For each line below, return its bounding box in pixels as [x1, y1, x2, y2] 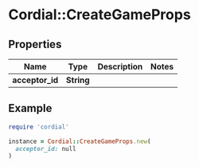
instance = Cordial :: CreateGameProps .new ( [8, 137, 151, 145]
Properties [8, 38, 62, 51]
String [66, 74, 90, 85]
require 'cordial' [8, 122, 69, 131]
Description [97, 62, 143, 72]
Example [8, 101, 53, 115]
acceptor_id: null [15, 145, 77, 153]
